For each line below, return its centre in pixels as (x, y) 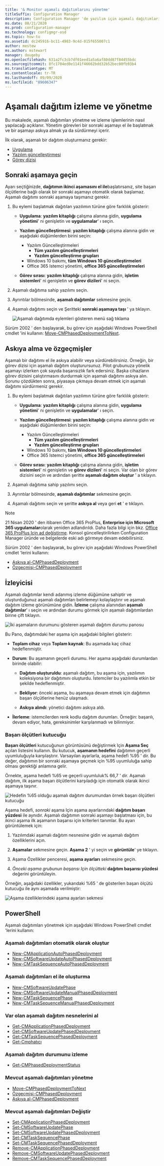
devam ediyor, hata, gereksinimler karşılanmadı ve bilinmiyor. (73, 722)
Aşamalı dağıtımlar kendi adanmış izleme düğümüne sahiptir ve (68, 594)
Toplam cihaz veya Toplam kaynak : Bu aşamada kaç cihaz (72, 644)
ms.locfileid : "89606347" (31, 82)
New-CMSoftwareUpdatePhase (44, 987)
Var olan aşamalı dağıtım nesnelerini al (52, 1016)
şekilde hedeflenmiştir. (42, 683)
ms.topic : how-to (23, 37)
